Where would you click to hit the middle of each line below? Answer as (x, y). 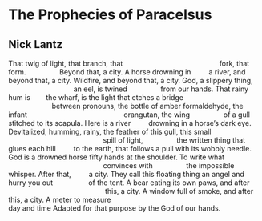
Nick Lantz (36, 44)
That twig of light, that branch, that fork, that (129, 63)
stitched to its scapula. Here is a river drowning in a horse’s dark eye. (130, 123)
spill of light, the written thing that (174, 140)
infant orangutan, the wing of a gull (129, 115)
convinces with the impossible (169, 165)
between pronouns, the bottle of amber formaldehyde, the (147, 106)
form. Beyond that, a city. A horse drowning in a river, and (127, 72)
